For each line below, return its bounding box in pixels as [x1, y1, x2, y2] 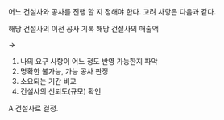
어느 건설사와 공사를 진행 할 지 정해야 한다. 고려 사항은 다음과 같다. [8, 7, 217, 16]
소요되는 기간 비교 [19, 77, 77, 86]
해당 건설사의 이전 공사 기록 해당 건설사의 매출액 [8, 24, 160, 34]
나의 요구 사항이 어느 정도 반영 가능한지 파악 [19, 57, 159, 66]
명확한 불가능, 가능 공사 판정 [19, 66, 109, 76]
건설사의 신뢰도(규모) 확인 [19, 86, 102, 96]
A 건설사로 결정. [8, 103, 59, 113]
